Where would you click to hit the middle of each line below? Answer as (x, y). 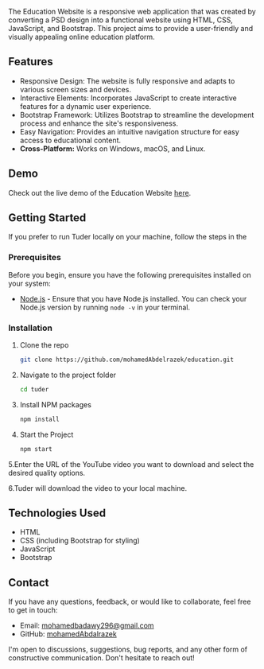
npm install (39, 419)
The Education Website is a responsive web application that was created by (132, 12)
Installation (31, 328)
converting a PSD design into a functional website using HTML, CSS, (120, 20)
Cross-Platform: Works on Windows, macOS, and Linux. (113, 148)
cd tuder (34, 389)
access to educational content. (70, 140)
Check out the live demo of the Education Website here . (100, 193)
